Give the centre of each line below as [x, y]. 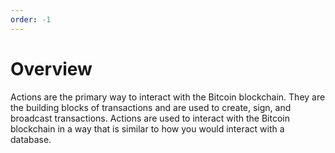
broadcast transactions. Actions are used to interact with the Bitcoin [150, 118]
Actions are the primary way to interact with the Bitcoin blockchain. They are [168, 97]
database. [31, 139]
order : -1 [31, 19]
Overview [51, 68]
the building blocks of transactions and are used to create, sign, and [151, 107]
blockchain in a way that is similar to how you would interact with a [147, 128]
